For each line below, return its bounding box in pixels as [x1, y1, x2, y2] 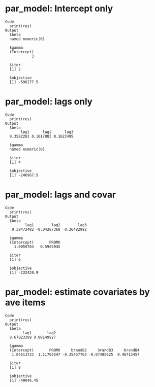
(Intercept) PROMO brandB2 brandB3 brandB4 [9, 348, 140, 352]
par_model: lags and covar [5, 189, 116, 200]
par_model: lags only [5, 96, 93, 107]
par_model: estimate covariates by [5, 286, 150, 297]
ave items [5, 297, 46, 308]
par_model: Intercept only [5, 3, 113, 14]
